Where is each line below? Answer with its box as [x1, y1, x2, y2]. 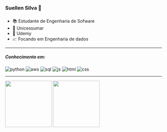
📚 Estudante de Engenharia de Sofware [12, 18, 95, 24]
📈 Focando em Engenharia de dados [12, 36, 88, 42]
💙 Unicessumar [12, 25, 44, 31]
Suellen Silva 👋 [5, 4, 42, 11]
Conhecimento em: [5, 54, 46, 60]
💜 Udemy [12, 31, 32, 37]
